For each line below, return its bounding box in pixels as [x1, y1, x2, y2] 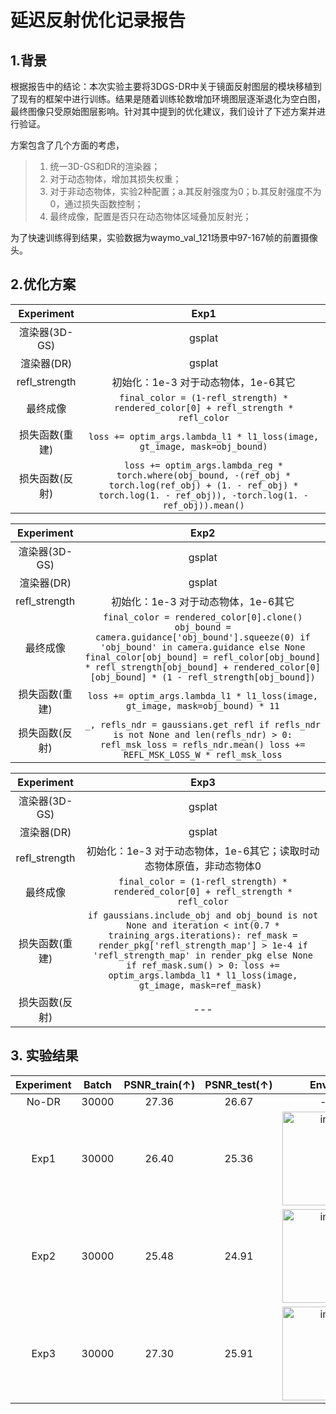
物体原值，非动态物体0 [154, 859, 262, 873]
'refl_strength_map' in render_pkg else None [93, 949, 313, 961]
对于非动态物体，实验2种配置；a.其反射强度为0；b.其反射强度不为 [49, 186, 322, 197]
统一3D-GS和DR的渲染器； [49, 161, 161, 172]
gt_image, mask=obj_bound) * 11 [125, 700, 280, 711]
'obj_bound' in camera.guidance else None [100, 641, 306, 653]
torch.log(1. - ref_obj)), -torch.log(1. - [98, 489, 309, 501]
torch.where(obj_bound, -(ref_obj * [116, 469, 292, 481]
